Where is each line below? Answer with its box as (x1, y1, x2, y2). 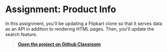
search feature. (5, 31, 37, 37)
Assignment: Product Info (5, 4, 117, 15)
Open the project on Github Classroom (17, 41, 101, 47)
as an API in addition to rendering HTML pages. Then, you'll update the (5, 25, 154, 32)
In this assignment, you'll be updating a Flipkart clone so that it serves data (5, 20, 162, 27)
